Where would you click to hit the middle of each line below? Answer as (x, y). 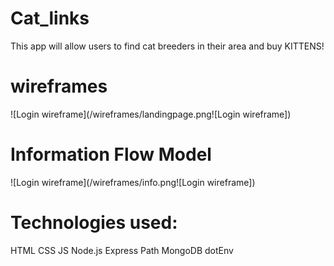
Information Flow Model (111, 154)
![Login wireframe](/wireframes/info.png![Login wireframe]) (133, 182)
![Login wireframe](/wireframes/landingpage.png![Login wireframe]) (151, 114)
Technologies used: (94, 223)
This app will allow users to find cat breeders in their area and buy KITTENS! (167, 46)
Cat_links (50, 18)
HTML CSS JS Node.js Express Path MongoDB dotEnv (122, 250)
